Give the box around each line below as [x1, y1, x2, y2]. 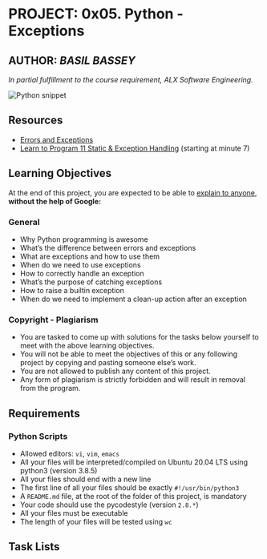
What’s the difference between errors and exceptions [19, 243, 196, 252]
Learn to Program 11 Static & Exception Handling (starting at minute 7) [19, 143, 250, 153]
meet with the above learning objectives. [19, 341, 155, 351]
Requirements [8, 406, 80, 420]
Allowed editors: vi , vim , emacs [19, 448, 120, 458]
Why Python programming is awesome [19, 234, 148, 244]
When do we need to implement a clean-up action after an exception [19, 294, 247, 304]
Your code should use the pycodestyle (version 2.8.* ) [19, 500, 199, 509]
